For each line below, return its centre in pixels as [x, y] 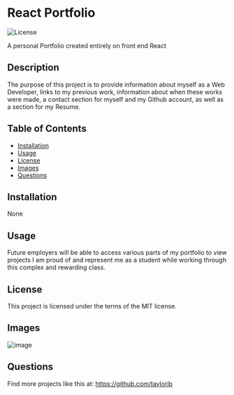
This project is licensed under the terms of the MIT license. [92, 306]
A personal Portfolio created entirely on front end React [87, 45]
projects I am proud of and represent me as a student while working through [117, 260]
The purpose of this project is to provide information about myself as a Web [116, 84]
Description [33, 68]
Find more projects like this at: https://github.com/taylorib [90, 383]
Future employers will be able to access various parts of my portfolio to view [117, 253]
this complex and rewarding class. [57, 267]
